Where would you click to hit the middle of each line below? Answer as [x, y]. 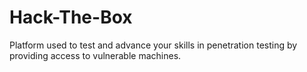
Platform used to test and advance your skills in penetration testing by [153, 45]
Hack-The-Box [71, 17]
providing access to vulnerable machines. [95, 55]
